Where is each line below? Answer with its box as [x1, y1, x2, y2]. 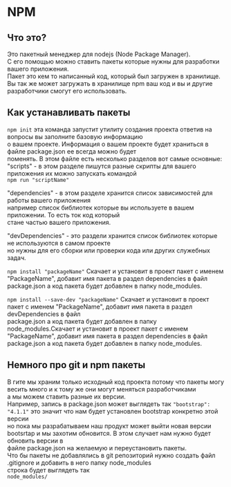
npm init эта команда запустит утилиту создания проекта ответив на [7, 125, 212, 134]
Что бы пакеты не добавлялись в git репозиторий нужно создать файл [7, 451, 216, 459]
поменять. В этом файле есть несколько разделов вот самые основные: [7, 154, 223, 163]
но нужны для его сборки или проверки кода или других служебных [7, 246, 211, 255]
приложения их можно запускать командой [7, 169, 137, 177]
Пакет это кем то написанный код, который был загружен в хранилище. [7, 72, 221, 80]
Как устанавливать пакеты [7, 107, 131, 118]
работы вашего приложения [7, 196, 91, 204]
